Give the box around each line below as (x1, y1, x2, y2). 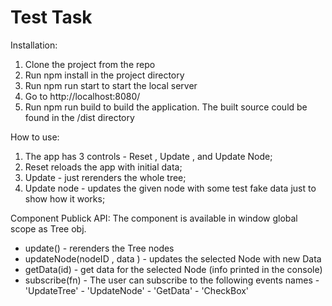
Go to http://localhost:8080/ (24, 90, 141, 102)
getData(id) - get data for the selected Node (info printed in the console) (24, 263, 323, 275)
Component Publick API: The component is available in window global (10, 212, 298, 224)
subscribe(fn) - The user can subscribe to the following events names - (24, 274, 320, 286)
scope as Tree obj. (10, 222, 87, 235)
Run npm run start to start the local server (24, 79, 198, 91)
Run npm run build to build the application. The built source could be (24, 101, 308, 113)
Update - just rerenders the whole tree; (24, 171, 187, 183)
